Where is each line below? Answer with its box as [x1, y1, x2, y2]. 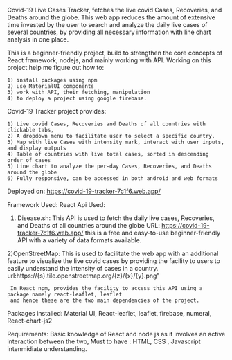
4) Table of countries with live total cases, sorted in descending [7, 151, 209, 158]
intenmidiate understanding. [7, 345, 88, 352]
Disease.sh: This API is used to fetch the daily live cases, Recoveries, [17, 214, 215, 222]
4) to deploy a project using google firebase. [7, 95, 148, 102]
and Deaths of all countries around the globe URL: [17, 222, 161, 229]
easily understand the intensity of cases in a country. [7, 264, 159, 272]
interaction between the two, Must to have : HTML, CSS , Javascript [7, 337, 201, 345]
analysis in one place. [7, 35, 69, 44]
